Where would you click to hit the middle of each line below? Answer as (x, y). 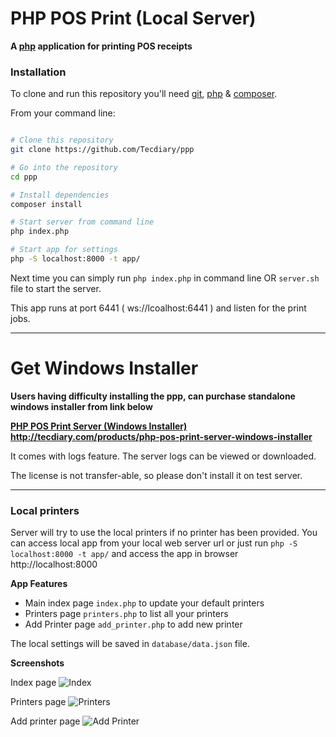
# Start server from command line (82, 222)
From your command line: (63, 113)
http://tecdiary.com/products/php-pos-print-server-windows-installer (161, 436)
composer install (46, 204)
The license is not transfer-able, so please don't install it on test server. (156, 475)
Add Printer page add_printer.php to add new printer (133, 624)
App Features (39, 584)
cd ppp (24, 177)
